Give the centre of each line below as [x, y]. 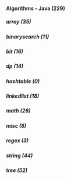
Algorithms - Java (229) [35, 8]
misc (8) [16, 125]
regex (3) [17, 141]
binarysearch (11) [28, 37]
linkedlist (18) [23, 96]
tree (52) [17, 170]
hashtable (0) [23, 81]
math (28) [18, 111]
